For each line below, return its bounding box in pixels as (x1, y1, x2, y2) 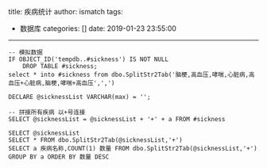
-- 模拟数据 (8, 48, 44, 56)
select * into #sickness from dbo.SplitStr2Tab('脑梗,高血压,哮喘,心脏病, (8, 71, 250, 78)
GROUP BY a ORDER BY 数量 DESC (8, 153, 110, 161)
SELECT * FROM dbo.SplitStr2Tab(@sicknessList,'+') (8, 136, 183, 144)
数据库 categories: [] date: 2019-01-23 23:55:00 (19, 24, 177, 33)
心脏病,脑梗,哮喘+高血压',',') (23, 79, 115, 87)
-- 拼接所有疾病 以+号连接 (8, 109, 86, 116)
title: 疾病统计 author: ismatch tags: (8, 7, 123, 16)
